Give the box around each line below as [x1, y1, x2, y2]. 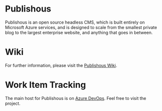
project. [5, 100, 21, 106]
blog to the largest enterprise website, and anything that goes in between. [5, 29, 153, 35]
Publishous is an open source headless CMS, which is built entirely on [5, 19, 145, 25]
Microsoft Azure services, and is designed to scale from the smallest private [5, 24, 157, 30]
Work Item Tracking [5, 80, 86, 90]
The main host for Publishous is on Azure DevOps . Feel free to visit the [5, 95, 146, 101]
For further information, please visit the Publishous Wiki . [5, 62, 117, 68]
